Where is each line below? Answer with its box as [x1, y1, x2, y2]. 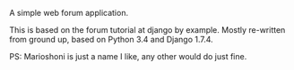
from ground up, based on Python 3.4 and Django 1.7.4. [9, 35, 213, 44]
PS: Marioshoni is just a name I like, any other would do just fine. [9, 51, 247, 61]
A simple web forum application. [9, 8, 128, 18]
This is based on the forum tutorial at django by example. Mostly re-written [9, 25, 286, 35]
